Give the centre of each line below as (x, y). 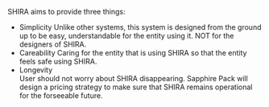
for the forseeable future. (61, 95)
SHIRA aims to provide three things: (66, 12)
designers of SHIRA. (53, 44)
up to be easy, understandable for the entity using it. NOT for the (126, 36)
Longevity (36, 70)
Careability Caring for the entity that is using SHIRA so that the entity (133, 53)
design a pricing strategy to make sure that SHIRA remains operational (136, 87)
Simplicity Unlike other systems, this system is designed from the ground (140, 27)
